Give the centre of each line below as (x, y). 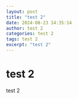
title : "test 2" (26, 17)
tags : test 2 (22, 39)
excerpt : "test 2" (28, 45)
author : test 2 (25, 28)
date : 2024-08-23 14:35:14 (39, 23)
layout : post (22, 12)
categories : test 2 (30, 34)
